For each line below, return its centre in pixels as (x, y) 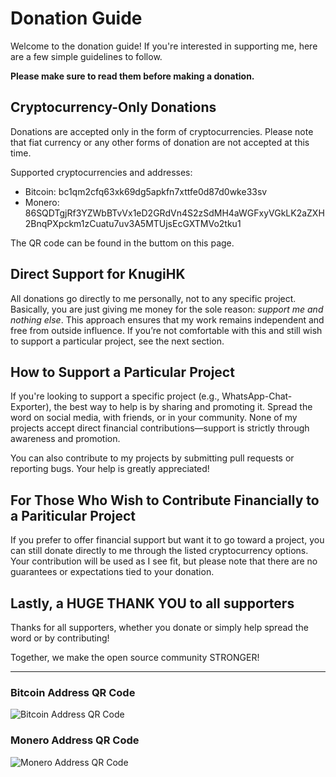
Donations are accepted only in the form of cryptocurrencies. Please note (162, 131)
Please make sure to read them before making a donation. (132, 76)
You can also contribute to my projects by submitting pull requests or (152, 458)
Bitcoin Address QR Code (73, 692)
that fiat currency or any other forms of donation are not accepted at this (160, 142)
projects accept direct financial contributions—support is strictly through (160, 428)
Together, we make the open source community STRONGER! (135, 657)
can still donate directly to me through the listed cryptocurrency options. (159, 551)
